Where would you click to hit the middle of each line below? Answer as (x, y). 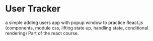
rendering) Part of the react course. (42, 33)
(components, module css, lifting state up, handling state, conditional (77, 27)
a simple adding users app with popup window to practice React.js (74, 22)
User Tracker (33, 9)
